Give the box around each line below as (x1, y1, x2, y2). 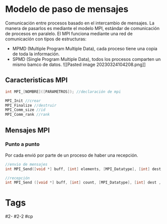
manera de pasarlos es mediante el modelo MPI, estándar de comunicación (5, 25, 160, 31)
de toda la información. (12, 51, 60, 57)
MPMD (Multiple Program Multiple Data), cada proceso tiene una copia (12, 45, 158, 51)
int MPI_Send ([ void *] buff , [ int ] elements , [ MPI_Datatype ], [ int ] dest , (5, 166, 164, 172)
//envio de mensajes (5, 162, 48, 167)
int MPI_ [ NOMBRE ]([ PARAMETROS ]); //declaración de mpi (5, 89, 121, 94)
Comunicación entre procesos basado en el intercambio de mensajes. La (5, 20, 155, 26)
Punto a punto (5, 141, 40, 148)
